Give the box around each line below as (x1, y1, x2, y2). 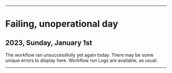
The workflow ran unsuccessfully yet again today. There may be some (5, 52, 154, 58)
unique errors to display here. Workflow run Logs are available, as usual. (5, 57, 158, 63)
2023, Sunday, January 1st (5, 38, 93, 47)
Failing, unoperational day (5, 18, 119, 30)
